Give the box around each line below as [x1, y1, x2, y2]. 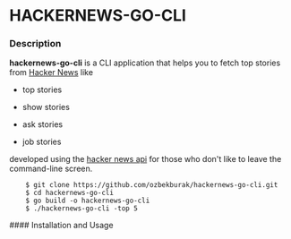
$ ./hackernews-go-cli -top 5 [25, 204, 139, 213]
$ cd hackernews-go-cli [25, 189, 115, 198]
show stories [21, 102, 70, 113]
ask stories [21, 119, 64, 130]
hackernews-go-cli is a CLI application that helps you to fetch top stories [9, 57, 281, 68]
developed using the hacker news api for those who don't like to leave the [9, 154, 282, 165]
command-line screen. [9, 163, 93, 175]
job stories [21, 136, 62, 148]
